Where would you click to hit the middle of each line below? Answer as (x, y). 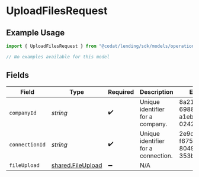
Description (156, 91)
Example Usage (36, 33)
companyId (23, 113)
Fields (18, 75)
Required (121, 91)
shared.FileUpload (77, 165)
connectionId (28, 145)
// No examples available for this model (58, 57)
